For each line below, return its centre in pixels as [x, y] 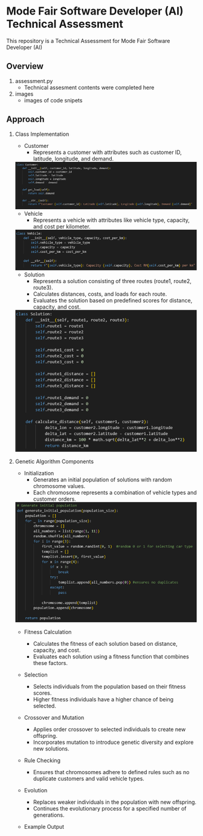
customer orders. [55, 499]
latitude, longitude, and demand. [73, 158]
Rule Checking [42, 760]
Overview [25, 66]
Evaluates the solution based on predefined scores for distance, [113, 301]
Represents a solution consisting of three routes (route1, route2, [112, 281]
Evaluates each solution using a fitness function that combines [111, 657]
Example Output [44, 826]
